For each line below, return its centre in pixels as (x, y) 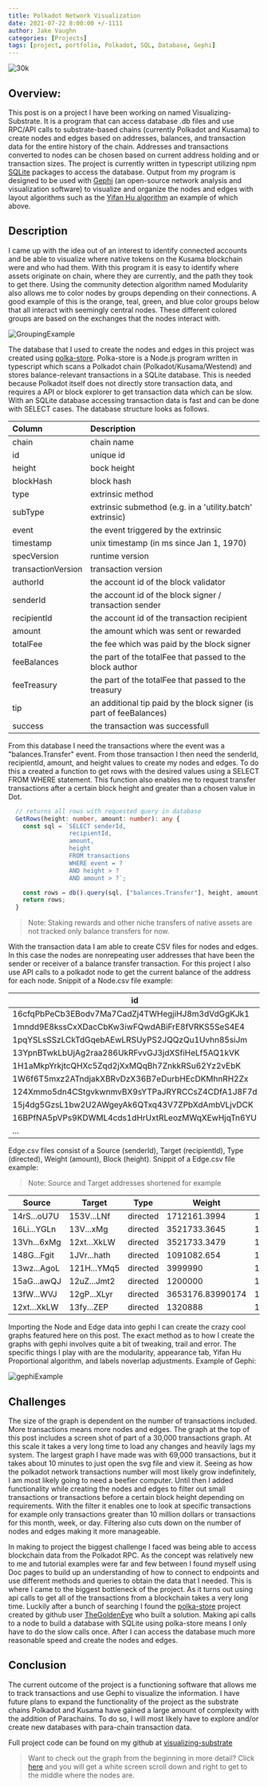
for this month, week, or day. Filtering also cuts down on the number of (125, 1522)
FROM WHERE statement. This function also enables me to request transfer (132, 780)
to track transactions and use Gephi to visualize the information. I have (124, 1693)
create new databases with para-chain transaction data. (100, 1727)
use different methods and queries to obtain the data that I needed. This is (130, 1581)
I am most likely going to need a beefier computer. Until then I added (121, 1480)
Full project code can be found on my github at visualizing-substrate (120, 1742)
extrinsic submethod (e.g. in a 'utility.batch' (171, 507)
